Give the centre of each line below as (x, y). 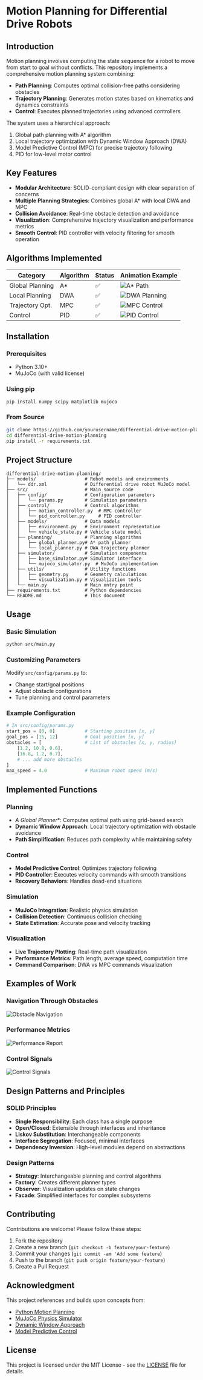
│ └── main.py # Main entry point (70, 585)
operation (27, 239)
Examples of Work (41, 984)
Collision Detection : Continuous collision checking (78, 917)
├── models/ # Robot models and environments (88, 479)
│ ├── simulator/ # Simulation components (77, 553)
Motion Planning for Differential (87, 11)
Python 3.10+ (31, 367)
